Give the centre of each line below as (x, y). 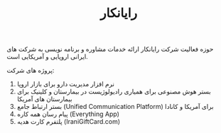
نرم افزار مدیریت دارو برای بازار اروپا (66, 84)
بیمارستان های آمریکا (44, 99)
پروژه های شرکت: (31, 70)
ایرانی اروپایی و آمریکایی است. (47, 57)
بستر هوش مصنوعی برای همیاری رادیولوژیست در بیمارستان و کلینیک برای (114, 92)
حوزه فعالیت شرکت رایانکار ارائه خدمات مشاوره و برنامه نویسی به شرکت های (110, 49)
